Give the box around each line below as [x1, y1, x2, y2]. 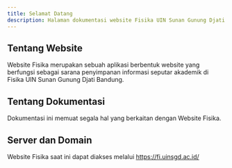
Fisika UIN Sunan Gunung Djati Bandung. [7, 76, 124, 84]
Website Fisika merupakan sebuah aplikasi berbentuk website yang [7, 60, 200, 69]
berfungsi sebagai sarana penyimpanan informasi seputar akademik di [7, 68, 209, 76]
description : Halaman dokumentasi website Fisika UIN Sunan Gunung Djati [7, 17, 226, 24]
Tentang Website [7, 42, 83, 54]
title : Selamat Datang [7, 10, 73, 17]
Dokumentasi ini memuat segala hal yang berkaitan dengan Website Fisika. [7, 114, 222, 122]
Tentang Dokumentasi [7, 95, 106, 108]
